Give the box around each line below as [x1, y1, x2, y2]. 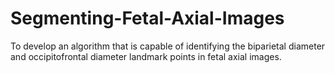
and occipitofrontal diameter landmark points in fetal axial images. [10, 50, 282, 62]
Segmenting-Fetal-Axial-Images [10, 7, 285, 30]
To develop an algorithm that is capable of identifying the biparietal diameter [10, 40, 326, 52]
